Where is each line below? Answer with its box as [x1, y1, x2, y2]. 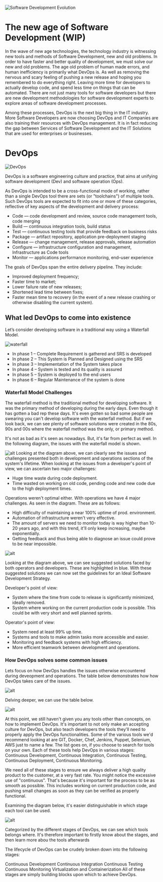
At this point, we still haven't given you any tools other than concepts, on [5, 716, 151, 722]
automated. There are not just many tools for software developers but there [5, 89, 156, 95]
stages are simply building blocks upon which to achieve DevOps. [5, 872, 137, 878]
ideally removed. [12, 599, 46, 605]
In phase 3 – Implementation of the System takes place [12, 361, 123, 367]
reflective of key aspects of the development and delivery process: [5, 203, 140, 209]
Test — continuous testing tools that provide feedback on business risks [12, 228, 157, 234]
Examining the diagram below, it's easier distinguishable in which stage [5, 802, 148, 809]
